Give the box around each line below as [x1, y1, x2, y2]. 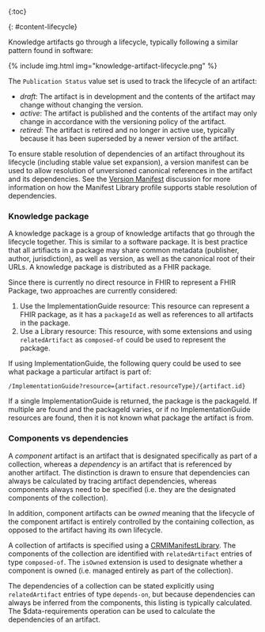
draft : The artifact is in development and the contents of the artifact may [19, 92, 256, 101]
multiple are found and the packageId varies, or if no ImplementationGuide [8, 405, 251, 414]
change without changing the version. [19, 100, 144, 109]
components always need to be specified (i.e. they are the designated [8, 484, 236, 494]
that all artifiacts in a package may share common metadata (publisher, [8, 245, 240, 255]
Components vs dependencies [8, 433, 129, 444]
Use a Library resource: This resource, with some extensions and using [19, 327, 252, 336]
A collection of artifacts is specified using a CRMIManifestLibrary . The [8, 540, 236, 550]
